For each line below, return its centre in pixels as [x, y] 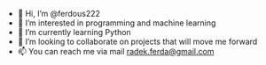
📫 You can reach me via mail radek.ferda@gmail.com [116, 51]
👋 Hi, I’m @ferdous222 [59, 14]
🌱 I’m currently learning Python [74, 32]
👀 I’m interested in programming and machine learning [117, 23]
